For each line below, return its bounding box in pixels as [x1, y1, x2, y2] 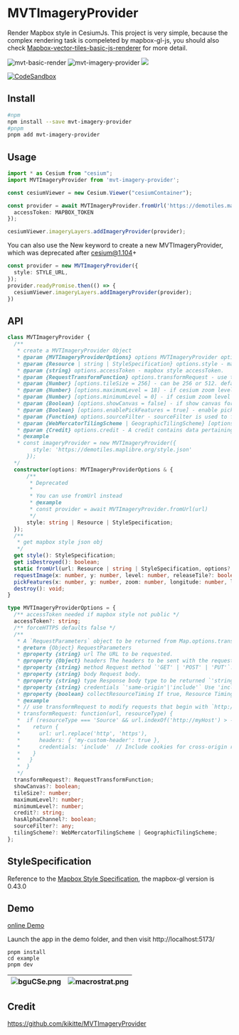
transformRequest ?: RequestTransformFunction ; [14, 776, 154, 783]
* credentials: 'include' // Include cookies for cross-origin [16, 743, 228, 751]
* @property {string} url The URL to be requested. [16, 650, 174, 658]
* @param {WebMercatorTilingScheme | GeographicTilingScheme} [16, 419, 205, 427]
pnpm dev [7, 961, 33, 968]
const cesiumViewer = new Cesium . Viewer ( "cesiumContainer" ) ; [7, 189, 193, 196]
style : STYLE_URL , [14, 269, 69, 277]
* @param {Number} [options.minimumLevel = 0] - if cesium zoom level [16, 393, 231, 401]
